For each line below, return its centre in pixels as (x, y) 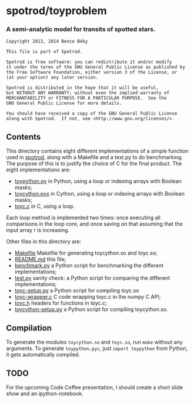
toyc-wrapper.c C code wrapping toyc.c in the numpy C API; (88, 297)
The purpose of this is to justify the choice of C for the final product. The (94, 164)
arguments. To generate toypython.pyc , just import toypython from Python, (97, 348)
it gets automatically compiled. (43, 355)
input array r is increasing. (38, 230)
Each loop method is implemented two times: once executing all (83, 218)
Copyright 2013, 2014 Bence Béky (47, 42)
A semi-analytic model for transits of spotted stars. (81, 29)
